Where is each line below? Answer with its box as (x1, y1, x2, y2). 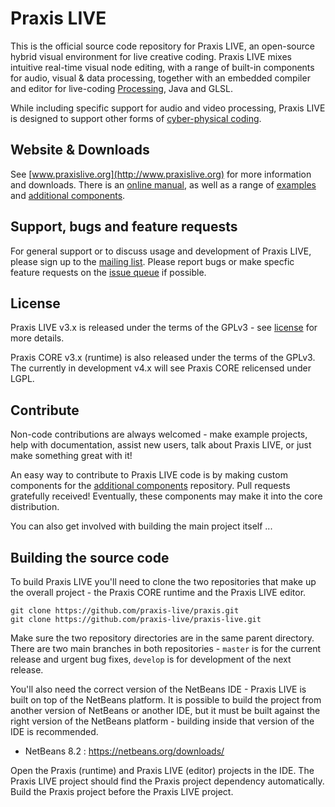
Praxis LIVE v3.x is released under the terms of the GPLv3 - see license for (10, 322, 318, 334)
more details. (10, 332, 65, 344)
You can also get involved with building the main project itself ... (10, 520, 273, 532)
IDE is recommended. (10, 726, 99, 737)
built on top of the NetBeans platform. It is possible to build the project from (10, 694, 322, 706)
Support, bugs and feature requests (10, 218, 238, 236)
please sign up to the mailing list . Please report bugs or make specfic (10, 255, 295, 267)
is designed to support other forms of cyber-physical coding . (10, 112, 262, 124)
